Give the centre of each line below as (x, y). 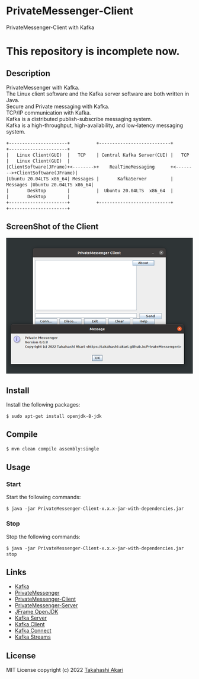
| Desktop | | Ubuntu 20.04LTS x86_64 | (90, 191)
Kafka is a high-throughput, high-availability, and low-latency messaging (95, 125)
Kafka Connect (33, 631)
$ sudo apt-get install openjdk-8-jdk (54, 416)
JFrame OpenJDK (36, 612)
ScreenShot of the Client (52, 227)
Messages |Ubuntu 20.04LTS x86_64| (50, 185)
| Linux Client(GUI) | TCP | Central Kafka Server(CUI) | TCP (98, 155)
